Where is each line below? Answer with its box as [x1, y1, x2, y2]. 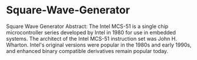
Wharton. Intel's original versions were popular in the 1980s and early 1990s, [6, 41, 192, 48]
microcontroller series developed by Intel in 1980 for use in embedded [6, 29, 176, 36]
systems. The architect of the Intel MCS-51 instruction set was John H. [6, 35, 178, 42]
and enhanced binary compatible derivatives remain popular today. [6, 47, 169, 54]
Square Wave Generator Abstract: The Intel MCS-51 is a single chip [6, 23, 169, 30]
